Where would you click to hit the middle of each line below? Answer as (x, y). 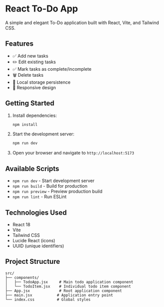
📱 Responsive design (34, 87)
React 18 (21, 224)
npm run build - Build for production (50, 186)
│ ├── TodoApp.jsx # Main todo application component (69, 282)
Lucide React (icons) (34, 240)
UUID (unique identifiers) (38, 246)
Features (19, 44)
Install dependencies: (35, 115)
